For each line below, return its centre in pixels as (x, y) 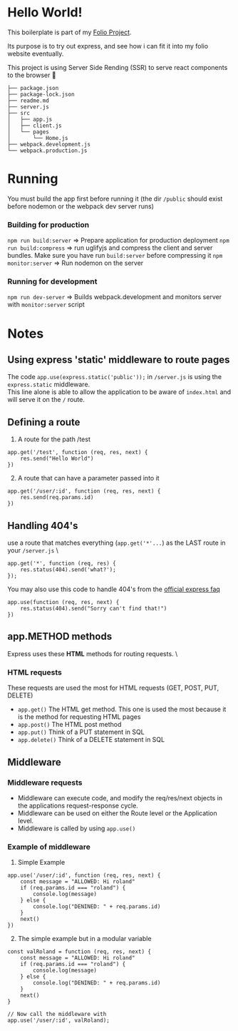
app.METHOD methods (60, 637)
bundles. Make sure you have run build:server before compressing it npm (115, 256)
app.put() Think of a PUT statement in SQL (81, 732)
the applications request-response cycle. (78, 805)
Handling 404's (43, 525)
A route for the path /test (54, 439)
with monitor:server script (46, 305)
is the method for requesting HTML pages (79, 717)
